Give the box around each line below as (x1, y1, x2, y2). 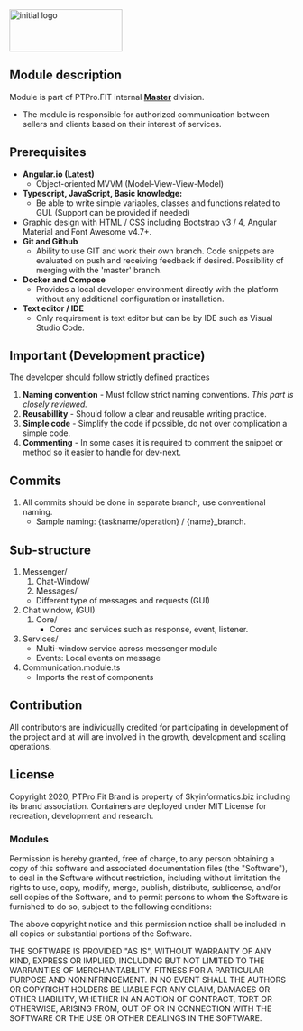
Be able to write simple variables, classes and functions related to (35, 198, 280, 208)
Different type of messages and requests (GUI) (35, 595, 210, 606)
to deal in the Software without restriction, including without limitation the (9, 872, 281, 883)
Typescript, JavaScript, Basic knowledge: (22, 188, 183, 198)
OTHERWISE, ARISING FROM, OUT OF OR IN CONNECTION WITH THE (9, 1003, 272, 1014)
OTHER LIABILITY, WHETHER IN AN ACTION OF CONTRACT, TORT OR (9, 993, 272, 1004)
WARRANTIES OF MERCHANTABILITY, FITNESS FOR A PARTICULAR (9, 964, 264, 975)
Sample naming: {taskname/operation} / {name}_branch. (35, 516, 246, 527)
